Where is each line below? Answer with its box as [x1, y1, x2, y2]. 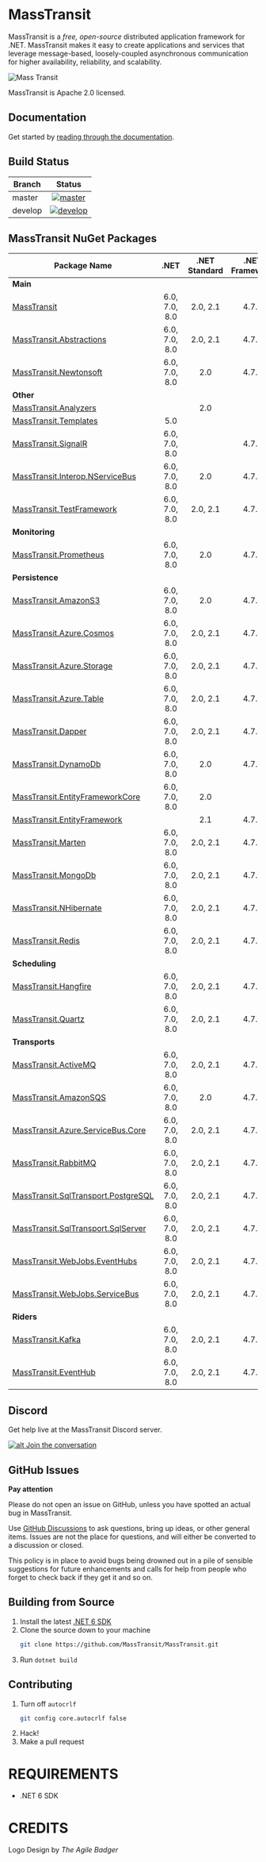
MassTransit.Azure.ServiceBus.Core [12, 1125, 146, 1136]
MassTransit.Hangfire [12, 981, 92, 992]
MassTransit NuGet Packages [8, 232, 158, 245]
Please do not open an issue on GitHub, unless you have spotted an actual [8, 1500, 251, 1509]
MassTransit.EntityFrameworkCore [12, 791, 141, 802]
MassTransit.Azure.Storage [12, 660, 113, 671]
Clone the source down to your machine [19, 1625, 151, 1634]
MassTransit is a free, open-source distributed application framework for [8, 32, 245, 41]
